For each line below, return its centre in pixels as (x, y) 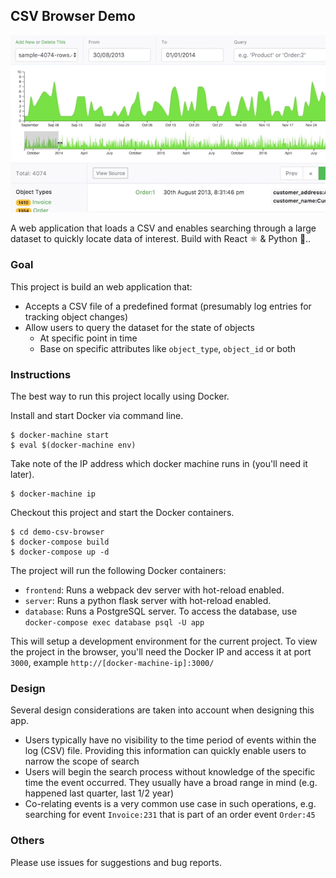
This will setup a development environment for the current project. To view (164, 641)
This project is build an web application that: (101, 286)
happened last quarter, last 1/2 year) (99, 793)
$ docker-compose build (60, 542)
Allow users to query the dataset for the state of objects (139, 327)
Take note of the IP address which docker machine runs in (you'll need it (159, 463)
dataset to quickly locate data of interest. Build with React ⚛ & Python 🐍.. (161, 239)
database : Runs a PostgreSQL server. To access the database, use (161, 611)
